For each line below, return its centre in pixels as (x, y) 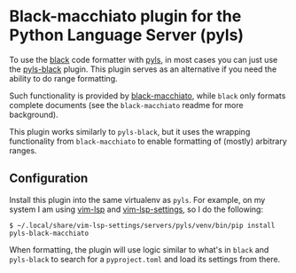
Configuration (49, 179)
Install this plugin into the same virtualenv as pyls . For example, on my (137, 199)
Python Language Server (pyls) (127, 35)
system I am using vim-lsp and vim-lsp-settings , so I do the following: (136, 209)
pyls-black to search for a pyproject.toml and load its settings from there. (145, 259)
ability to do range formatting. (63, 78)
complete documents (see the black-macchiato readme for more (126, 105)
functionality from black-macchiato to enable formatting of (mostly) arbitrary (148, 141)
